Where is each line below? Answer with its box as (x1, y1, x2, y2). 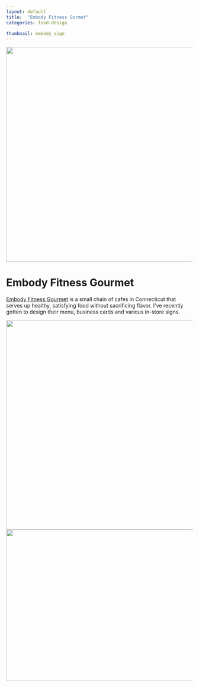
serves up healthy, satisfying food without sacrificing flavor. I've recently (6, 302, 184, 309)
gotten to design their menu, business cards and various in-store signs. (6, 308, 181, 315)
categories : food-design (6, 20, 68, 26)
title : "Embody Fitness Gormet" (6, 14, 89, 20)
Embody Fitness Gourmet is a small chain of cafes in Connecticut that (6, 296, 176, 303)
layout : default (6, 8, 46, 15)
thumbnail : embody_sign (6, 30, 65, 36)
